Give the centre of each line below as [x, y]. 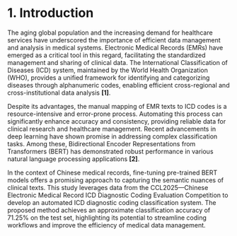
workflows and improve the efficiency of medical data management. [107, 225]
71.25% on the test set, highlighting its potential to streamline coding [107, 218]
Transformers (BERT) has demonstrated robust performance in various [110, 151]
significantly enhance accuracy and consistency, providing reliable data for [117, 121]
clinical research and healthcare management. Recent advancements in [112, 129]
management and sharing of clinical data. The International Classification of [118, 62]
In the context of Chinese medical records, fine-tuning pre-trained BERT [112, 172]
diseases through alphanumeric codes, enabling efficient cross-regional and [118, 85]
